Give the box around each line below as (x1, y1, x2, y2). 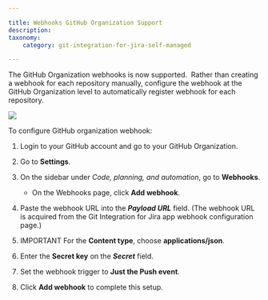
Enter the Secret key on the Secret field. (19, 251, 154, 261)
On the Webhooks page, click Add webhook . (31, 188, 181, 198)
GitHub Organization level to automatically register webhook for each (8, 87, 236, 97)
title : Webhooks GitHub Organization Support (8, 18, 162, 26)
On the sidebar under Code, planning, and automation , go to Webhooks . (19, 173, 261, 182)
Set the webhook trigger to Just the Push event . (19, 267, 180, 277)
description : (8, 26, 52, 34)
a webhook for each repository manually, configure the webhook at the (8, 78, 242, 88)
